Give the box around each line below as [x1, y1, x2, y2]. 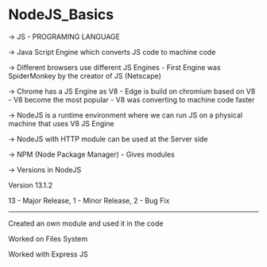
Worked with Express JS [8, 249, 89, 259]
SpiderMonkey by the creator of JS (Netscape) [8, 71, 161, 80]
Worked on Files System [8, 234, 88, 243]
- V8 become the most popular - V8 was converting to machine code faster [8, 95, 255, 104]
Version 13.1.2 [8, 180, 53, 190]
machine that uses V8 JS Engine [8, 118, 114, 128]
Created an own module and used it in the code [8, 219, 164, 228]
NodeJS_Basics [8, 6, 114, 24]
